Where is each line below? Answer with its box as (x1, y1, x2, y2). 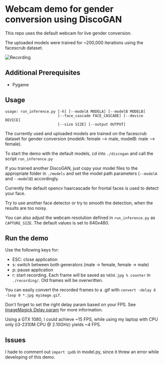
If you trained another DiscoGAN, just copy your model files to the (5, 165, 138, 171)
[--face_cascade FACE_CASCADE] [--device (57, 113, 143, 118)
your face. (5, 190, 26, 196)
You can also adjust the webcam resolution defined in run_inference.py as (5, 215, 156, 221)
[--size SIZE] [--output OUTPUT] (57, 122, 126, 127)
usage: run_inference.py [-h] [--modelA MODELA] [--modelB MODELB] (5, 109, 146, 114)
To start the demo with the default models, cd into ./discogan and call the (5, 150, 154, 156)
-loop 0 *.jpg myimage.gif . (5, 292, 62, 298)
